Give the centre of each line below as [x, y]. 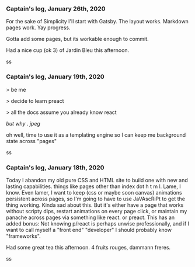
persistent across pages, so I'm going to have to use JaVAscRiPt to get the [96, 199]
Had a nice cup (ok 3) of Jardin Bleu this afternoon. [68, 50]
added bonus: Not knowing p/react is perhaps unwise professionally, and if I [98, 223]
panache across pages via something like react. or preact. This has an [90, 217]
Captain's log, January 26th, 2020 [56, 9]
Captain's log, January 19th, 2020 [55, 77]
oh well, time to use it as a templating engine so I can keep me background [96, 135]
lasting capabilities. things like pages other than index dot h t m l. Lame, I [93, 186]
